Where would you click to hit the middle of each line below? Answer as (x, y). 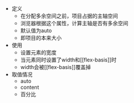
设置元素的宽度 (38, 52)
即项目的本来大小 (41, 38)
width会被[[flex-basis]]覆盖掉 (56, 67)
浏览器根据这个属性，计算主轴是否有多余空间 (74, 23)
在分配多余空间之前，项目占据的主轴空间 (69, 16)
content (30, 87)
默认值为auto (36, 30)
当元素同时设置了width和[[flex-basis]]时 (68, 60)
